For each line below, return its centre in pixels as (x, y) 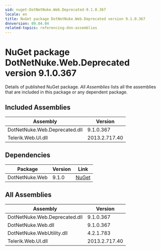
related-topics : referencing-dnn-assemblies (51, 28)
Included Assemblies (38, 108)
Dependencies (28, 155)
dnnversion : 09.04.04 (27, 23)
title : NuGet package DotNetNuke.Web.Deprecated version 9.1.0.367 (75, 19)
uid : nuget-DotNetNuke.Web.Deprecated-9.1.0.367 (56, 10)
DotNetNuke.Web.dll (31, 225)
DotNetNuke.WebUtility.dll (37, 233)
